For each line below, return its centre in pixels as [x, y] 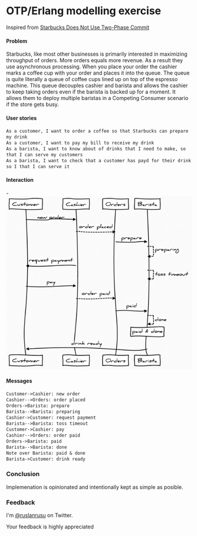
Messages [19, 381]
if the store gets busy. [32, 104]
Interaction [20, 179]
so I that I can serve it [38, 167]
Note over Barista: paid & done [46, 453]
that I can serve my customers [45, 155]
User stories [22, 118]
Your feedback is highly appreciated [50, 527]
